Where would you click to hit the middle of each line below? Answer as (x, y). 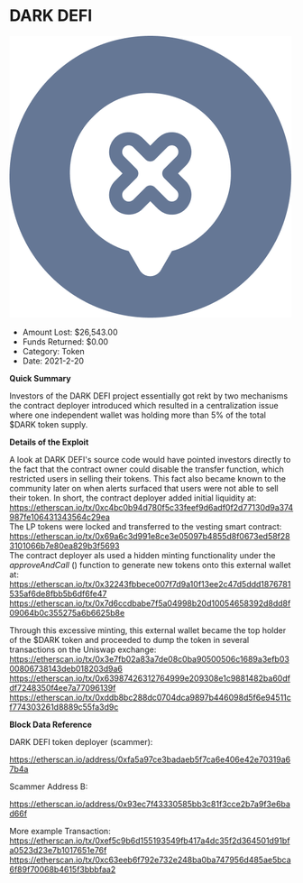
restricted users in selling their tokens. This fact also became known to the (148, 478)
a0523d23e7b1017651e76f (58, 850)
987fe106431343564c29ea (60, 517)
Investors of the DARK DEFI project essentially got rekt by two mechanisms (149, 396)
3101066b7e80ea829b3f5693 (64, 546)
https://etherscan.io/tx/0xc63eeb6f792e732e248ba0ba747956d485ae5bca (150, 860)
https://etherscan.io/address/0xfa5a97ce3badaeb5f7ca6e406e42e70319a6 (150, 759)
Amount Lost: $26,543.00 (70, 332)
